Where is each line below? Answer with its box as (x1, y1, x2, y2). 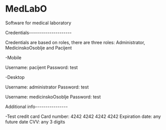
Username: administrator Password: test (5, 84, 89, 90)
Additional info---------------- (5, 103, 68, 109)
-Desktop (5, 74, 25, 80)
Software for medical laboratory (5, 20, 72, 26)
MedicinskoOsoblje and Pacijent (5, 45, 72, 51)
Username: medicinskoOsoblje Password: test (5, 94, 101, 100)
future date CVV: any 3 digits (5, 118, 66, 124)
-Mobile (5, 54, 22, 61)
